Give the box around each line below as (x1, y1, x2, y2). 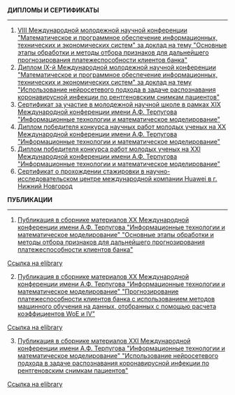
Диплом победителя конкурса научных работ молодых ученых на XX (17, 122, 227, 131)
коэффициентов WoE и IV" (17, 310, 96, 317)
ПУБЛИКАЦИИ (7, 196, 53, 203)
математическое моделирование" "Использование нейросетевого (17, 352, 219, 359)
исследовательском (17, 175, 78, 182)
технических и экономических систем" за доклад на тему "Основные (17, 41, 227, 49)
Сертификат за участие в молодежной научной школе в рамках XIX (17, 101, 222, 108)
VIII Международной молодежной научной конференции (17, 26, 187, 34)
